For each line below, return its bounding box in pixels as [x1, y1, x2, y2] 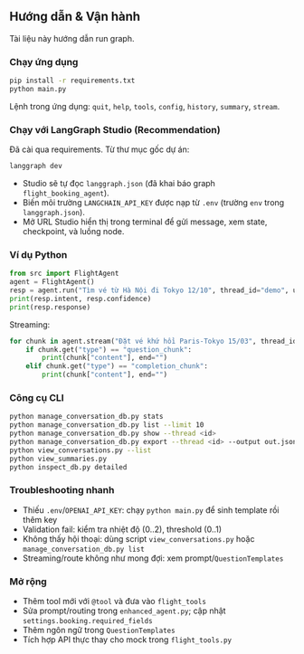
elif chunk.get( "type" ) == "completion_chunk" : [25, 362, 208, 371]
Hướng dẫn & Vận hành [9, 9, 141, 24]
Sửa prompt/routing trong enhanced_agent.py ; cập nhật [22, 605, 226, 616]
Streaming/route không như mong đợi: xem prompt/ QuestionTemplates [22, 553, 284, 564]
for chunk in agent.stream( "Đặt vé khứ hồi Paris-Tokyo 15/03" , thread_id [9, 336, 298, 346]
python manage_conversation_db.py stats [9, 412, 165, 422]
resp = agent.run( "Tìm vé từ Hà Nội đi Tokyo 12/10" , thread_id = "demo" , [9, 286, 290, 295]
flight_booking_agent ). [22, 187, 110, 199]
